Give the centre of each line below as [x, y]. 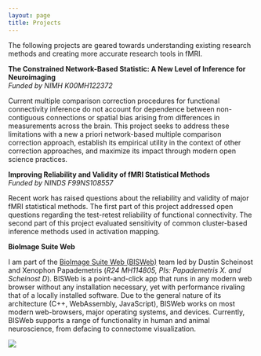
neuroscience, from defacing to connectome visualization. [102, 328]
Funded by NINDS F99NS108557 [61, 182]
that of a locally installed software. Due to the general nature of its [115, 295]
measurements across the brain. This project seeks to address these [119, 126]
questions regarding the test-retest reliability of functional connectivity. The [130, 215]
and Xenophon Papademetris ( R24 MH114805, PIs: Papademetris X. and [125, 270]
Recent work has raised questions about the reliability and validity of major [129, 198]
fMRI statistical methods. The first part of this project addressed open [121, 206]
